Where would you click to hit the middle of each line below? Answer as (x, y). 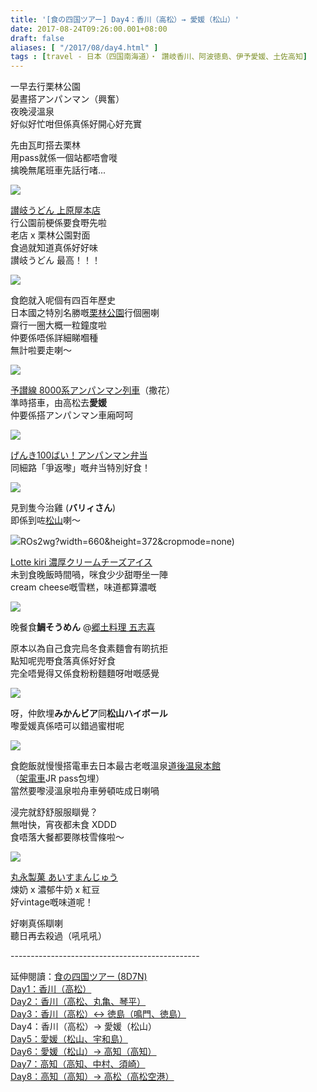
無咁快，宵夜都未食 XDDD (63, 825)
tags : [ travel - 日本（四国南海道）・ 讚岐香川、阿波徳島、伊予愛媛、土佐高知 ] (159, 57)
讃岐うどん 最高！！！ (55, 260)
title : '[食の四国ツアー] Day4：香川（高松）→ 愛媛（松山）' (125, 19)
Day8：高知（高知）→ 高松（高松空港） (92, 1077)
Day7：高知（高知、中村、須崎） (78, 1064)
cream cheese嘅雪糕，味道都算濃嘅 (83, 587)
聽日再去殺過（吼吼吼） (58, 936)
